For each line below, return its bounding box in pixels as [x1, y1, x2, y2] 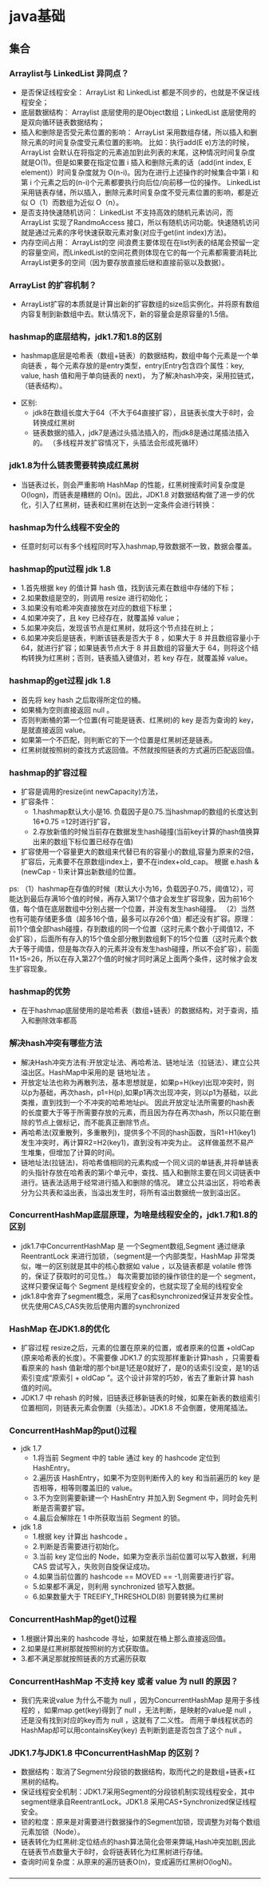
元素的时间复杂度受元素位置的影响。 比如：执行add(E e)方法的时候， [27, 137, 254, 147]
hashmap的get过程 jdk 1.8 [9, 675, 111, 686]
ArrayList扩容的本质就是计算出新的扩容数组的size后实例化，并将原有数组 [20, 300, 260, 309]
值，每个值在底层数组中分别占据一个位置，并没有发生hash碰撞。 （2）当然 [9, 903, 255, 913]
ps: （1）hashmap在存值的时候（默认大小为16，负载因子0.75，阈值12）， [9, 883, 247, 893]
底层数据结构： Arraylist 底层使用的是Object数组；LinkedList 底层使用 [20, 107, 250, 117]
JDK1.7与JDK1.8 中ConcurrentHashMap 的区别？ [9, 1747, 201, 1758]
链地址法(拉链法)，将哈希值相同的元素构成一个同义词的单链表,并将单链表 [20, 1157, 259, 1167]
